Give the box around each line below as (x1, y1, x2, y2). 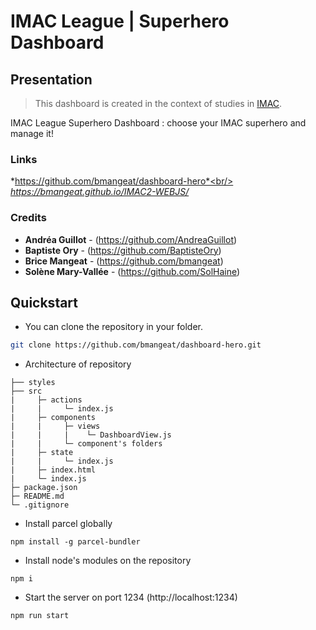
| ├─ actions (10, 395, 83, 405)
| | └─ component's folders (10, 439, 163, 449)
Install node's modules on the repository (24, 555, 192, 567)
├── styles (10, 378, 56, 388)
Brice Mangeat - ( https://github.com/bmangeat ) (24, 255, 224, 267)
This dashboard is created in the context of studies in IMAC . (34, 98, 283, 109)
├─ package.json (10, 483, 78, 493)
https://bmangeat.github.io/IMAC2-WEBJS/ (10, 186, 190, 198)
